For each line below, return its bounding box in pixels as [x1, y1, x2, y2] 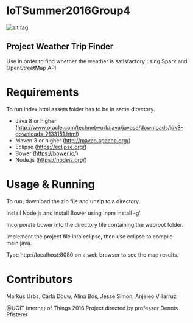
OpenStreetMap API [6, 64, 57, 71]
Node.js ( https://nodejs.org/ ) [15, 156, 87, 163]
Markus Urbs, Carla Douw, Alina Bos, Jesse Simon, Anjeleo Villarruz [6, 293, 177, 300]
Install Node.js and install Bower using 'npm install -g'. [6, 209, 142, 217]
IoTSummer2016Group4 [6, 4, 131, 18]
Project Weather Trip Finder [6, 41, 114, 52]
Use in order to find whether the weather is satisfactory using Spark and [6, 57, 188, 64]
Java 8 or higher [15, 117, 57, 125]
